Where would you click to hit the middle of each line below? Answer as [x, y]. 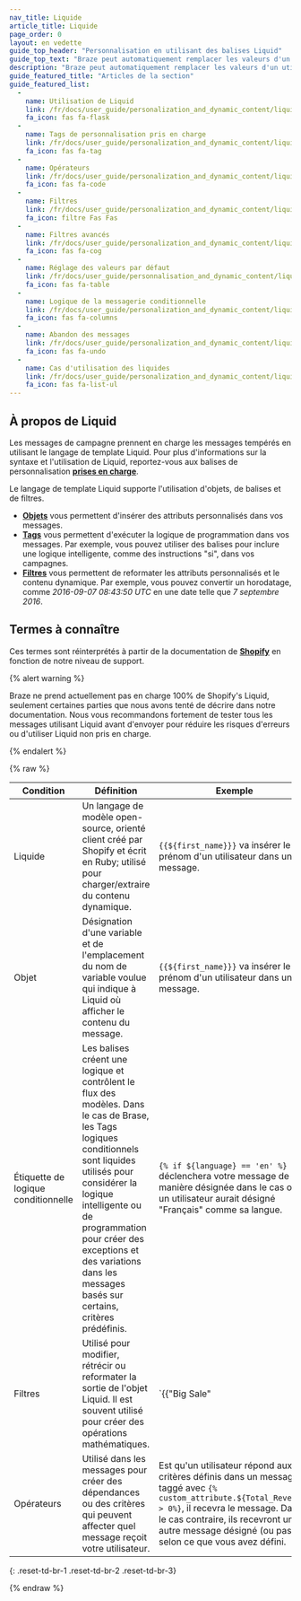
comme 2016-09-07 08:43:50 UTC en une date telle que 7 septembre [150, 591]
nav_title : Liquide [46, 17]
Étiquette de [39, 1177]
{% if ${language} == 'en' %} [223, 1166]
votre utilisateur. [116, 1548]
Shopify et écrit [114, 851]
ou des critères [114, 1503]
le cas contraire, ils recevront [219, 1519]
